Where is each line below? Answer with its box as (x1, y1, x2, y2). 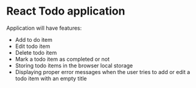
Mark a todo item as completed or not (15, 55, 110, 63)
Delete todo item (15, 49, 57, 56)
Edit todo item (15, 42, 51, 50)
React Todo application (6, 4, 125, 18)
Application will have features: (6, 24, 82, 32)
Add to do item (15, 36, 53, 43)
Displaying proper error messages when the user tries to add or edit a (15, 68, 191, 75)
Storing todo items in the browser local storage (15, 62, 133, 69)
